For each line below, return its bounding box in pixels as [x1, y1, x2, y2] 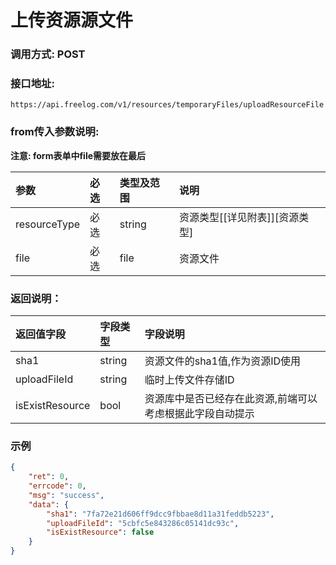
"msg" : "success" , [28, 490, 105, 500]
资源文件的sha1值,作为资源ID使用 [144, 354, 302, 368]
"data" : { [28, 499, 70, 510]
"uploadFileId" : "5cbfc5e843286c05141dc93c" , [46, 518, 240, 528]
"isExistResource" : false [46, 527, 155, 538]
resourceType [15, 217, 81, 231]
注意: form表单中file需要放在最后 [10, 149, 147, 161]
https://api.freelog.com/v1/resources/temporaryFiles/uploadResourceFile [10, 100, 325, 110]
